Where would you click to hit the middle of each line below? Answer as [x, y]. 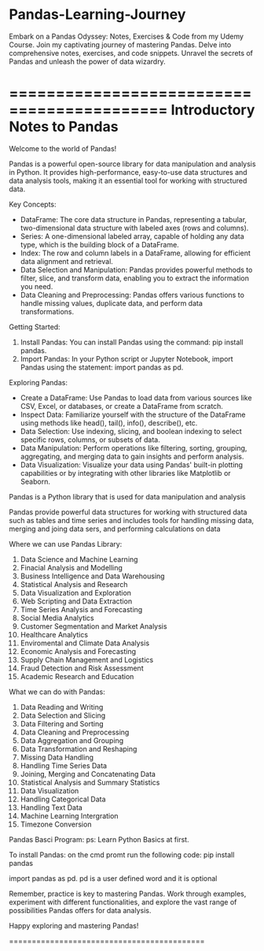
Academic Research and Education [77, 676]
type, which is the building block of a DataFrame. [99, 244]
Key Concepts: [33, 204]
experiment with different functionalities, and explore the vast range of [123, 902]
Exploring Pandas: [38, 382]
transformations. [47, 311]
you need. [37, 286]
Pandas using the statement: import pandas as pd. [102, 367]
